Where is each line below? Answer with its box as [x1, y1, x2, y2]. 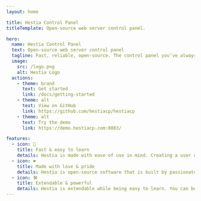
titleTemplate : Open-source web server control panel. [6, 25, 146, 31]
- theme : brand [17, 80, 55, 87]
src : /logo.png [17, 63, 55, 69]
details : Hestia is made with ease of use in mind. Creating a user [17, 153, 191, 159]
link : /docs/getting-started [22, 92, 95, 98]
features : [6, 136, 31, 142]
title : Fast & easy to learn [17, 147, 90, 153]
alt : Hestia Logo [17, 69, 60, 75]
